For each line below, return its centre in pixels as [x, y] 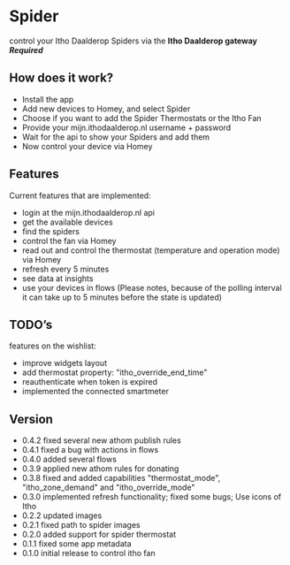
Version [31, 419]
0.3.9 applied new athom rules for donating [100, 469]
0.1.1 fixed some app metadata [76, 544]
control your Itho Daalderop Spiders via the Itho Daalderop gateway [134, 41]
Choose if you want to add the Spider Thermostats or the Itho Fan [142, 118]
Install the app [48, 99]
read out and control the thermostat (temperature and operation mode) [151, 250]
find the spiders [50, 231]
